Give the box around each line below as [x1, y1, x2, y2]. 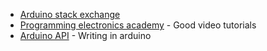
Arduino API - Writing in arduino [19, 30, 152, 41]
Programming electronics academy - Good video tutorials [19, 19, 257, 31]
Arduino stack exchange [19, 9, 121, 20]
